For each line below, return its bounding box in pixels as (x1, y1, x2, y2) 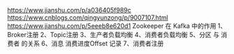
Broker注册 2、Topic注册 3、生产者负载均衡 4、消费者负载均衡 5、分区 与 (7, 31, 219, 39)
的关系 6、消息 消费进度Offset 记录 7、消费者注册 (20, 39, 164, 48)
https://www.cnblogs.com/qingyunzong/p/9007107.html (7, 13, 168, 22)
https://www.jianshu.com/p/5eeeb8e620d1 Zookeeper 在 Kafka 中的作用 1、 (7, 22, 227, 30)
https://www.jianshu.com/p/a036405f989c (7, 6, 132, 14)
